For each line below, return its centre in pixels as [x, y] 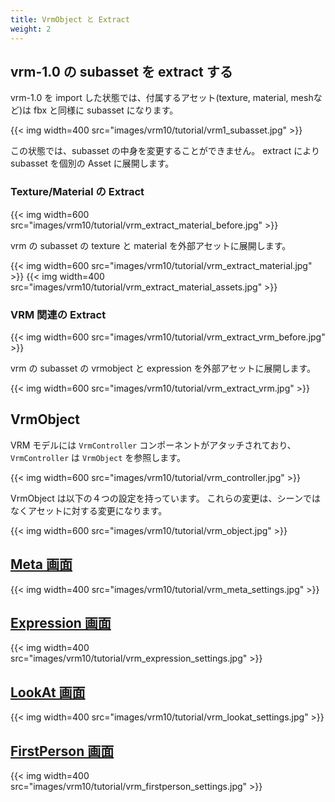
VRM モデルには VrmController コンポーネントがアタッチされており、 [153, 445]
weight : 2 [31, 29]
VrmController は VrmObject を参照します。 [98, 457]
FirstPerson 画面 [62, 751]
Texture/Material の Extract [77, 192]
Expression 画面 [61, 622]
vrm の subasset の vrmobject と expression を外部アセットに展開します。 [163, 368]
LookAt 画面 [48, 692]
